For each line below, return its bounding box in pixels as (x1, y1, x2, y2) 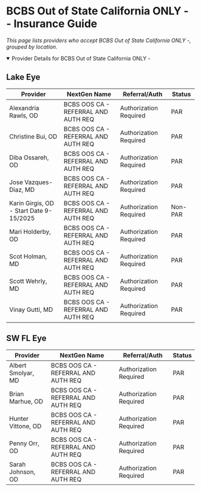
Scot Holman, (9, 252, 47, 260)
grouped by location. (6, 43, 58, 50)
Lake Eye (6, 72, 41, 82)
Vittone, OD (9, 421, 42, 430)
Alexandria (9, 104, 39, 112)
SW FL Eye (6, 333, 47, 344)
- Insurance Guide (6, 17, 98, 31)
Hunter (9, 414, 29, 423)
